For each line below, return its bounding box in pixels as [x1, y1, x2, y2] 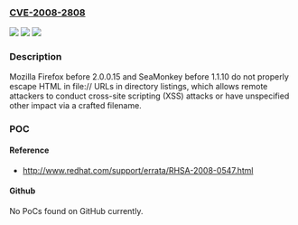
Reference [9, 145, 50, 155]
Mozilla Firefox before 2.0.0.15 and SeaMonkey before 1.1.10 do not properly [9, 70, 289, 82]
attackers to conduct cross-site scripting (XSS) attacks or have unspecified [9, 90, 290, 101]
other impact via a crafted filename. [9, 99, 142, 110]
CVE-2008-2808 [9, 6, 86, 19]
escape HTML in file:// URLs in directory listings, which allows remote [9, 80, 268, 91]
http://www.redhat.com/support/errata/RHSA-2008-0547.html [22, 164, 254, 175]
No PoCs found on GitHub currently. [9, 205, 144, 216]
